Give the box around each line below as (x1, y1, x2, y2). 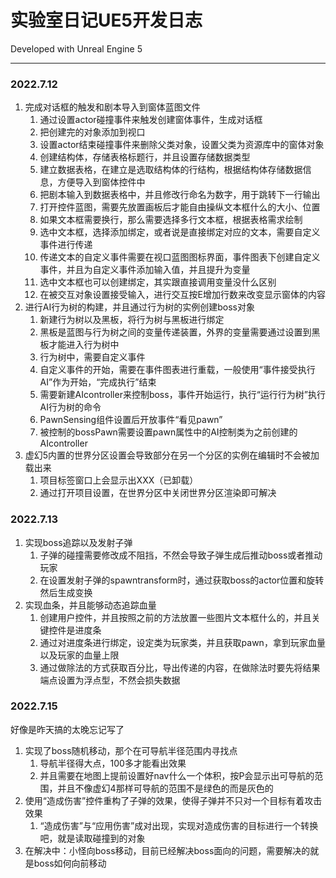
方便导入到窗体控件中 (57, 176, 146, 188)
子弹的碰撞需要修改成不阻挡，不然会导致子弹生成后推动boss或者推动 (39, 549, 323, 561)
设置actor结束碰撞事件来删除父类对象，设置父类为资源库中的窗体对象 (39, 139, 325, 151)
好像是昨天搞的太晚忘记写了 (10, 723, 125, 735)
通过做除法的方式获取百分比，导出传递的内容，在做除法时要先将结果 (39, 661, 321, 673)
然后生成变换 (39, 586, 93, 598)
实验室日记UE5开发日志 (10, 9, 203, 32)
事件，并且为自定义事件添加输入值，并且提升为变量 (39, 264, 251, 276)
